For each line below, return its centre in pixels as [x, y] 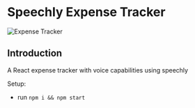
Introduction [35, 53]
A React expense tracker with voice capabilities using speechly [98, 70]
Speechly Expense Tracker [86, 12]
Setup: [17, 84]
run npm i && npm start [51, 97]
